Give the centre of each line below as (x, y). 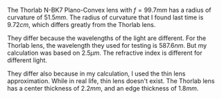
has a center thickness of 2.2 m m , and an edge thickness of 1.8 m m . (103, 88)
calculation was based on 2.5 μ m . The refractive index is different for (105, 53)
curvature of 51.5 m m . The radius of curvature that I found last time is (105, 17)
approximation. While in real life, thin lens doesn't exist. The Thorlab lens (111, 81)
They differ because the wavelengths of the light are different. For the (107, 38)
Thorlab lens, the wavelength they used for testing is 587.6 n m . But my (107, 45)
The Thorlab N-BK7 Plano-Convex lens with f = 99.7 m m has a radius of (109, 10)
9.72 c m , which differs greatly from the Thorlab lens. (82, 25)
